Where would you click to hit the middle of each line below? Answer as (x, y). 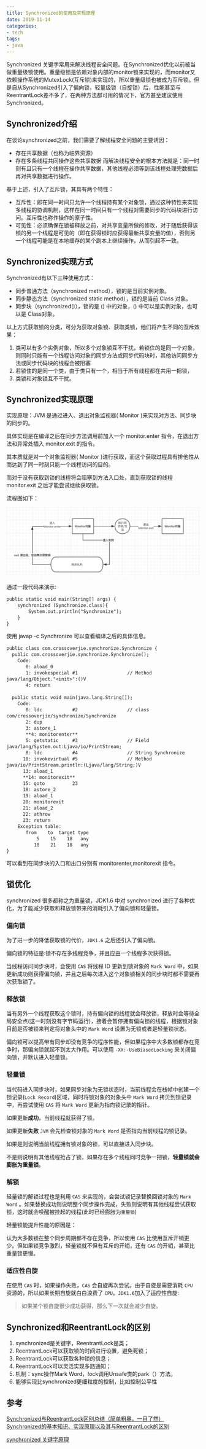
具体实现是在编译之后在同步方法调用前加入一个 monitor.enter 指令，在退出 (100, 436)
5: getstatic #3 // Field (87, 741)
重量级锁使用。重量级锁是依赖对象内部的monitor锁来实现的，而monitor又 (103, 72)
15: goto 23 (50, 784)
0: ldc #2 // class (87, 710)
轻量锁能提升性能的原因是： (41, 1225)
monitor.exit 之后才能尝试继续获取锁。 (54, 485)
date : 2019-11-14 (29, 19)
